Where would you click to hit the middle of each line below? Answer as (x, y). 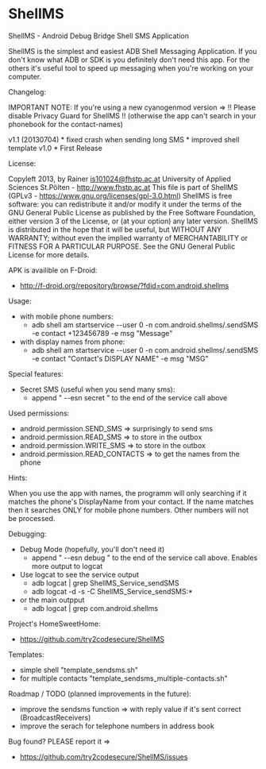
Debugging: (27, 534)
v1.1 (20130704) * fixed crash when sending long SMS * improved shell (124, 139)
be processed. (32, 518)
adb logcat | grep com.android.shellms (95, 608)
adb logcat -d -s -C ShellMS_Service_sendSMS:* (112, 591)
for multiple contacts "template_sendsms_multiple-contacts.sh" (123, 678)
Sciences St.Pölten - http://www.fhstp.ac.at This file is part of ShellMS (123, 187)
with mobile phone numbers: (66, 316)
